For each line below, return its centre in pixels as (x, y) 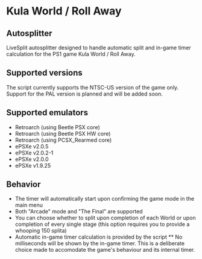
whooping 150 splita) (41, 231)
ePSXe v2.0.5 (32, 146)
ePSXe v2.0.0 (32, 159)
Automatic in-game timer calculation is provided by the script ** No (99, 237)
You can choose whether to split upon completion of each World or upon (105, 218)
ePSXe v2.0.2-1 (34, 153)
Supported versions (44, 73)
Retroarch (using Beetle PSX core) (58, 127)
